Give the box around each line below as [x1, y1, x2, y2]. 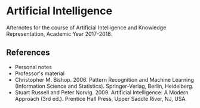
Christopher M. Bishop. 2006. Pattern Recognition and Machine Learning [14, 76, 194, 83]
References [6, 48, 50, 58]
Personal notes [14, 63, 53, 70]
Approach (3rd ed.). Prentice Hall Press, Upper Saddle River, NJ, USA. [14, 95, 187, 102]
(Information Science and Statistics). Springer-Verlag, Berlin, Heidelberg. [14, 82, 194, 90]
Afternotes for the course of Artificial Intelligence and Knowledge [6, 24, 167, 31]
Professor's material [14, 70, 64, 77]
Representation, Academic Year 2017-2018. [6, 30, 112, 37]
